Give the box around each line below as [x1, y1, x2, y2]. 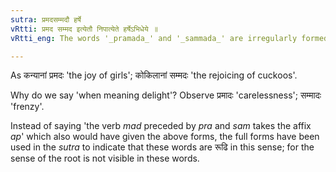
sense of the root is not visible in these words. [10, 152, 200, 165]
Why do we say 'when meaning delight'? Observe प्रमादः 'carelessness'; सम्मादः [10, 89, 322, 101]
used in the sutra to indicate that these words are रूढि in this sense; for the [10, 141, 315, 153]
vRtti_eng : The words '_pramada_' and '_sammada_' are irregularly [10, 33, 298, 43]
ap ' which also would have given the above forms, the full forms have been [10, 131, 320, 143]
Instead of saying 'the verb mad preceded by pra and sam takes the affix [10, 120, 312, 132]
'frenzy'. [10, 101, 45, 113]
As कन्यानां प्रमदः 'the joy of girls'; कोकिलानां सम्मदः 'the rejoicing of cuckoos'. [10, 69, 298, 81]
